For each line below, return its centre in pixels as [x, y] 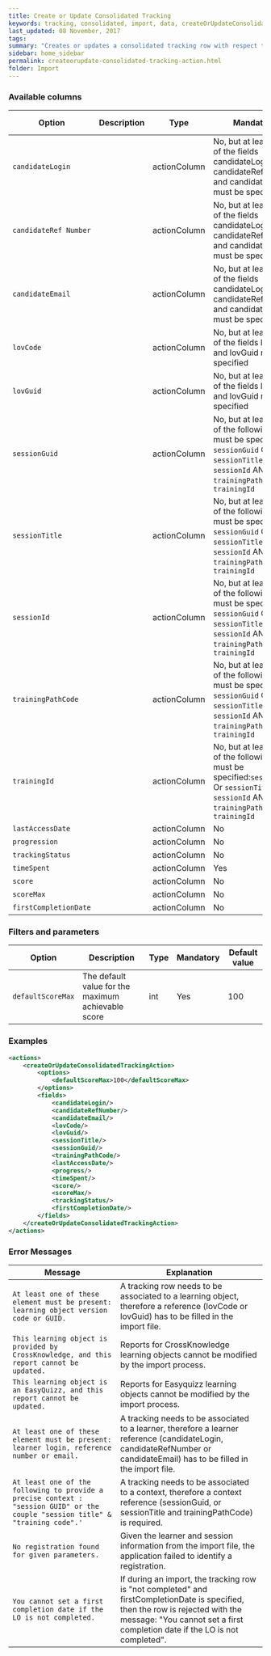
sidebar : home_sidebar [46, 53]
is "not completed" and [164, 1589]
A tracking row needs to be [171, 1286]
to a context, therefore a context [181, 1492]
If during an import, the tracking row [188, 1579]
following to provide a [58, 1490]
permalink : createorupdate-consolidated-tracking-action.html [115, 61]
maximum [100, 997]
